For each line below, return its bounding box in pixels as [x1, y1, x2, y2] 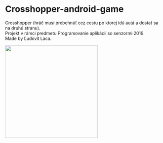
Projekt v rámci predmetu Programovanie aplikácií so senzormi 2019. [5, 30, 145, 36]
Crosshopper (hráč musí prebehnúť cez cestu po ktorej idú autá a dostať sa [5, 20, 159, 26]
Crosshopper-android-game [5, 3, 124, 15]
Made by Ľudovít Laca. [5, 36, 52, 41]
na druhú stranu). [5, 25, 41, 31]
